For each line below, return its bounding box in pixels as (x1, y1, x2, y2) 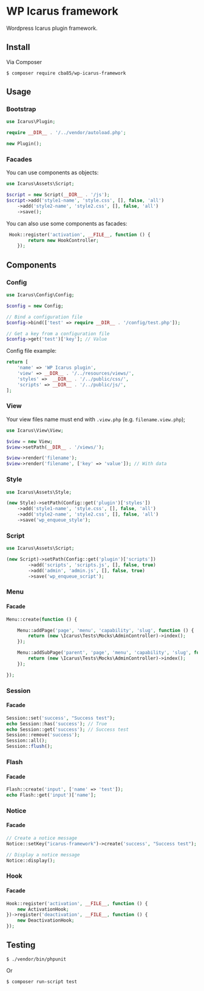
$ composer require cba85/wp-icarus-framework (6, 70, 126, 76)
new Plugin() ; (6, 141, 42, 147)
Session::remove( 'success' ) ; (6, 732, 80, 738)
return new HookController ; (28, 237, 99, 243)
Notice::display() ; (6, 858, 56, 864)
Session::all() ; (6, 737, 47, 744)
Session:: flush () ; (6, 744, 53, 750)
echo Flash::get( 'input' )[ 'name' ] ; (6, 792, 97, 798)
